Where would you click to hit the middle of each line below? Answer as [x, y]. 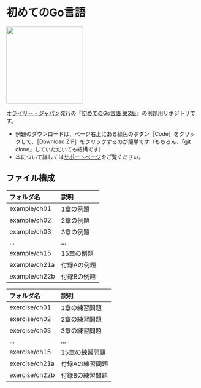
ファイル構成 [31, 178]
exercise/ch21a [32, 363]
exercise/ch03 [30, 330]
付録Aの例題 [78, 265]
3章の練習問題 [82, 331]
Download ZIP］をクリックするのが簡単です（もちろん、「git [115, 141]
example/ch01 [30, 208]
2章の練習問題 [82, 319]
